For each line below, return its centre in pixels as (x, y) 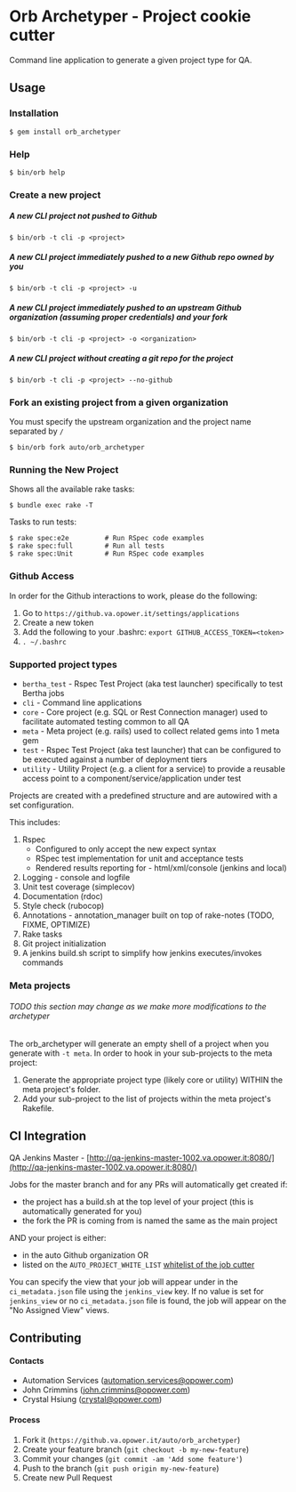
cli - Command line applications (82, 702)
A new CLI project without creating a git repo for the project (121, 359)
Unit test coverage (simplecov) (78, 887)
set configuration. (41, 805)
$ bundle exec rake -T (51, 506)
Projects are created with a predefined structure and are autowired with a (144, 795)
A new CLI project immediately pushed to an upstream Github (125, 308)
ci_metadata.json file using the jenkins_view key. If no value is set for (136, 1291)
